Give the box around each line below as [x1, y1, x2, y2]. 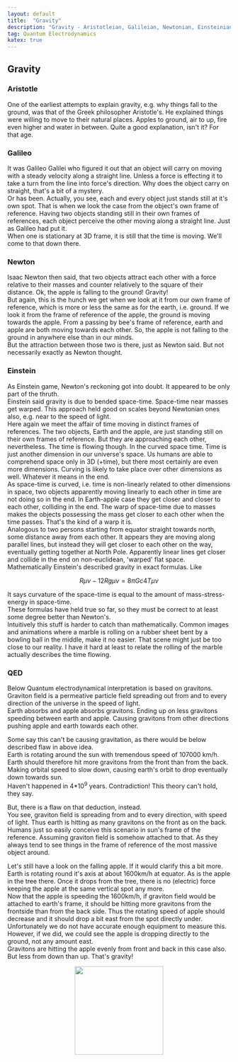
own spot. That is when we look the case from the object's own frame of [7, 202, 220, 210]
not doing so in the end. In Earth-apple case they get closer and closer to [7, 495, 221, 503]
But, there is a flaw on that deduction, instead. [7, 803, 142, 811]
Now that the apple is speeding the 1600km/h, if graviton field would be [7, 891, 216, 900]
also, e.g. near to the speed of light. [7, 412, 111, 421]
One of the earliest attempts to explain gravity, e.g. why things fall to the [7, 100, 218, 108]
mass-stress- [186, 590, 225, 598]
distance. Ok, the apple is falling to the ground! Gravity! [7, 288, 169, 297]
